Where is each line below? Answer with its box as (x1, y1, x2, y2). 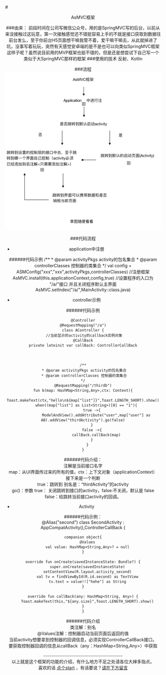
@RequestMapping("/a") (59, 323, 107, 328)
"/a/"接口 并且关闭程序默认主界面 (49, 281, 117, 287)
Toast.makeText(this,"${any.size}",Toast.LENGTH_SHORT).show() (21, 599, 154, 604)
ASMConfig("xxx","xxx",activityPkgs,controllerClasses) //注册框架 (16, 269, 150, 275)
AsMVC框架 (71, 14, 95, 20)
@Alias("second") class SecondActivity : (41, 519, 124, 525)
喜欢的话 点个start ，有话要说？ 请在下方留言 (38, 665, 128, 671)
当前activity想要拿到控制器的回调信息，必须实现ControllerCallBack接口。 (9, 637, 157, 643)
